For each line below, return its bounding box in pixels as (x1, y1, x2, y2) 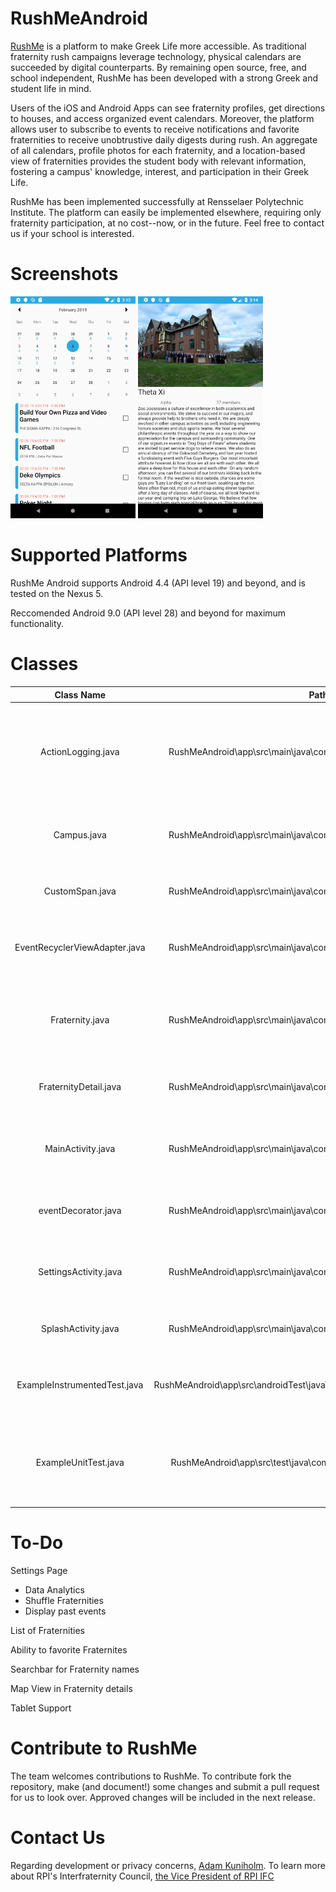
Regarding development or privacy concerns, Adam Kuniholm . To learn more (10, 1859, 326, 1871)
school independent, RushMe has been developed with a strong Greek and (10, 72, 319, 84)
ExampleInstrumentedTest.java (16, 1378, 144, 1391)
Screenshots (10, 263, 119, 286)
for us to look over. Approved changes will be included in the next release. (10, 1791, 316, 1803)
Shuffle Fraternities (24, 1595, 104, 1607)
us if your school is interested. (10, 227, 135, 239)
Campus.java (53, 828, 107, 841)
